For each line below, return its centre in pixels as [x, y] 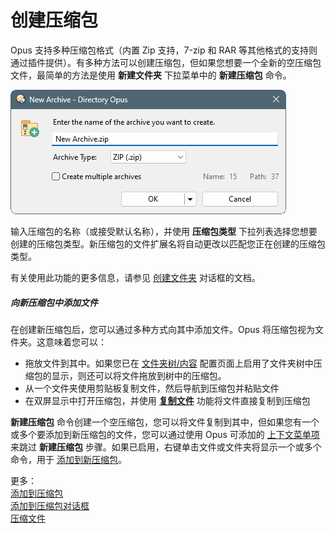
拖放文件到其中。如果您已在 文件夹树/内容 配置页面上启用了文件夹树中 [169, 363]
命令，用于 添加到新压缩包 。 [68, 459]
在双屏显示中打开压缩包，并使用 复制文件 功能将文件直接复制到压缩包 [167, 400]
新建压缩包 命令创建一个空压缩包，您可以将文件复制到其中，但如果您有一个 [165, 422]
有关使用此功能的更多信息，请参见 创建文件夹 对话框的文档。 [135, 277]
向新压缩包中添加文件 [54, 302]
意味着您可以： [75, 342]
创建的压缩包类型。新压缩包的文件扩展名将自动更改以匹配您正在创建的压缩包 [168, 243]
